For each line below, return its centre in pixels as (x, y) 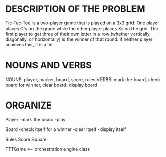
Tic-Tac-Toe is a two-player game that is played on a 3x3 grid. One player (82, 23)
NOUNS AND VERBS (48, 66)
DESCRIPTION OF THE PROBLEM (75, 9)
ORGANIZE (28, 106)
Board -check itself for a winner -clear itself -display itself (66, 129)
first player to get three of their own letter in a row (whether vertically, (78, 34)
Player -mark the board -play (36, 119)
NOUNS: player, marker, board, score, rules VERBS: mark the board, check (83, 79)
